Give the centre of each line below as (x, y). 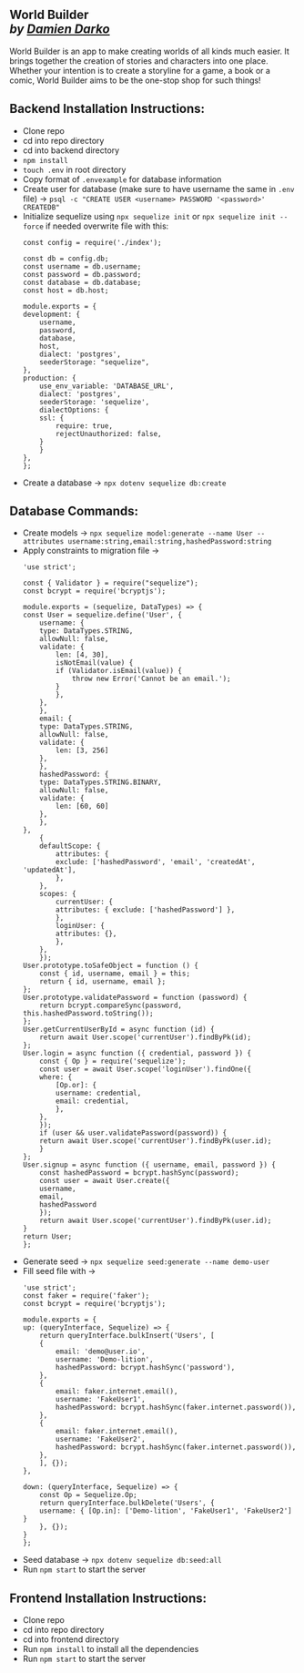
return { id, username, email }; (103, 982)
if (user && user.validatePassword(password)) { (133, 1133)
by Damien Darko (60, 30)
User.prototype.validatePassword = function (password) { (135, 998)
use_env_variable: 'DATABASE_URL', (107, 386)
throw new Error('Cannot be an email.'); (151, 679)
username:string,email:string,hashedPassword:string (170, 542)
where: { (56, 1077)
